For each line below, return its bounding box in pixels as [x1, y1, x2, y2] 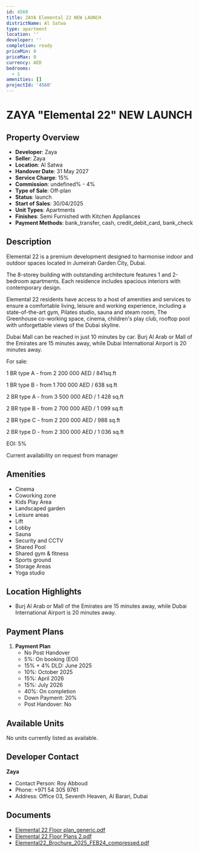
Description [6, 237, 51, 247]
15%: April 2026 [24, 675, 65, 682]
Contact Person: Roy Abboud [15, 779, 88, 787]
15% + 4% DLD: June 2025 [24, 662, 93, 670]
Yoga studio [15, 569, 45, 576]
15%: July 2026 [24, 681, 64, 688]
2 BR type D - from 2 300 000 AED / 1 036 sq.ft [6, 428, 124, 435]
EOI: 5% [6, 440, 27, 447]
